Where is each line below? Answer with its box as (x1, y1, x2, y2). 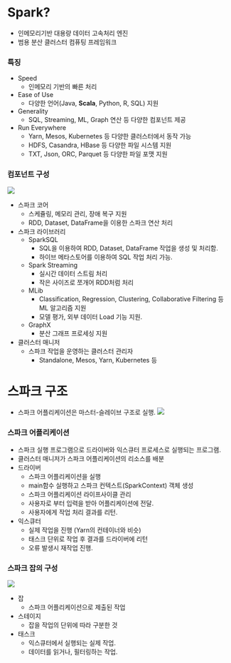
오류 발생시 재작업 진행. (28, 543, 94, 552)
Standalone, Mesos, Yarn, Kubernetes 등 (38, 355, 158, 364)
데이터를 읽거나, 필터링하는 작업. (28, 647, 118, 657)
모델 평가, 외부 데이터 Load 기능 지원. (38, 312, 143, 321)
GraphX (28, 320, 51, 329)
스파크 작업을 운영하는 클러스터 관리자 (28, 347, 134, 355)
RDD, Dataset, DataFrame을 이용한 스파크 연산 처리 (28, 218, 173, 227)
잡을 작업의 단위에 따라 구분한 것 (28, 621, 118, 629)
